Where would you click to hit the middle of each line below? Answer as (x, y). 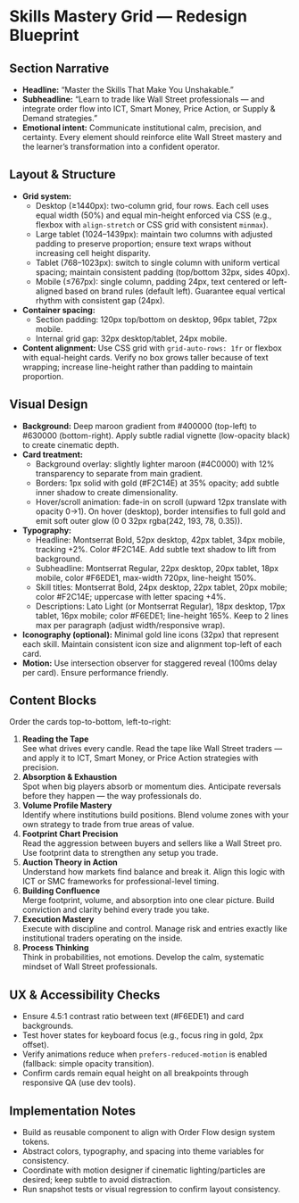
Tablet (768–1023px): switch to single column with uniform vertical (158, 262)
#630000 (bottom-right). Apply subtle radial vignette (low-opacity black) (156, 436)
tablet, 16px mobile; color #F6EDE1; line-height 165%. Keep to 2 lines (162, 615)
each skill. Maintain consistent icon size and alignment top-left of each (152, 643)
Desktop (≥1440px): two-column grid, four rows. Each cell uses (152, 205)
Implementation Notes (73, 1111)
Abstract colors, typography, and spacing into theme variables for (143, 1151)
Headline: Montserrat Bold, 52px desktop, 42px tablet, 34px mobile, (160, 539)
